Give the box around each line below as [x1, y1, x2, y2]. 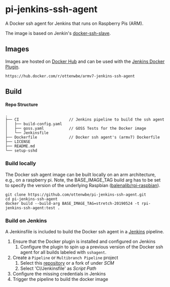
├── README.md [5, 143, 36, 149]
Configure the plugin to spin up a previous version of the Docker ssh [20, 243, 163, 249]
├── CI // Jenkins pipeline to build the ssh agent [5, 117, 165, 122]
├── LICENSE [5, 139, 30, 145]
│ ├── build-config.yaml [5, 122, 62, 127]
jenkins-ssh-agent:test [5, 205, 56, 210]
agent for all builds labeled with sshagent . [20, 249, 107, 255]
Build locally [5, 160, 37, 167]
